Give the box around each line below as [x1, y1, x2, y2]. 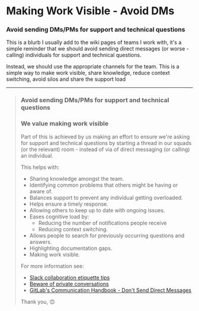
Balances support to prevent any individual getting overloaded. [29, 194, 183, 201]
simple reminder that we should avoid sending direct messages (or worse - [6, 45, 190, 52]
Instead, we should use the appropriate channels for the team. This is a [6, 63, 179, 70]
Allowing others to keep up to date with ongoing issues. [29, 206, 165, 213]
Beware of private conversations [29, 280, 109, 287]
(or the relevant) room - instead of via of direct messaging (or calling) [20, 146, 191, 153]
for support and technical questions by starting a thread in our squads [20, 139, 192, 146]
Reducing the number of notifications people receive [38, 219, 167, 227]
